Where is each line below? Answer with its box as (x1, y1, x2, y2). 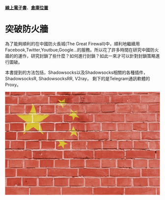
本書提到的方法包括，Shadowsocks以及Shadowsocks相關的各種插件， (5, 69, 148, 75)
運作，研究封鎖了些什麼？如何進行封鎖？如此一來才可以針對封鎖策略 (18, 53, 156, 59)
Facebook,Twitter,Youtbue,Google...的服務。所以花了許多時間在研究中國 (5, 46, 151, 53)
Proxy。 (5, 82, 21, 88)
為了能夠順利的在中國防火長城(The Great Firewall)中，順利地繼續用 (5, 41, 140, 46)
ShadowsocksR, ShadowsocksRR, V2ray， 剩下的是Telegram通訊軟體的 (5, 75, 150, 81)
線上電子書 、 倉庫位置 (5, 5, 48, 10)
